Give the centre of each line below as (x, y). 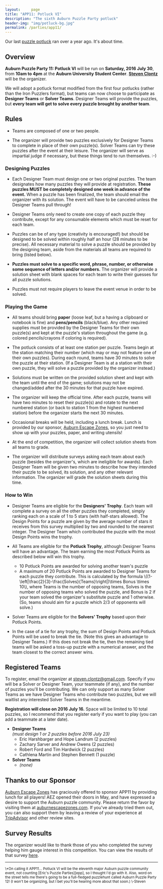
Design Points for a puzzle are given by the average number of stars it (82, 521)
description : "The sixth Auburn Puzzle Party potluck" (62, 18)
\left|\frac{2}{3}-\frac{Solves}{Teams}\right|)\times (71, 581)
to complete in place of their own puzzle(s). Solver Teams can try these (83, 145)
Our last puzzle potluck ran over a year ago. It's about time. (64, 41)
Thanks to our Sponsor (41, 780)
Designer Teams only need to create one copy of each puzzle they (79, 214)
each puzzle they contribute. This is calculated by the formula (81, 576)
